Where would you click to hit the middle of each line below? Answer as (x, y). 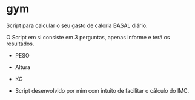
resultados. (20, 44)
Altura (23, 67)
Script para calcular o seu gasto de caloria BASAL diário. (77, 25)
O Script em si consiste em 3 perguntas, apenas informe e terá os (88, 37)
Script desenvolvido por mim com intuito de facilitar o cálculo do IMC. (102, 90)
